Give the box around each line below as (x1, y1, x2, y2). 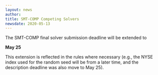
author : (5, 12, 21, 17)
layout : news (5, 7, 32, 12)
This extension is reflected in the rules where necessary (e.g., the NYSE (5, 54, 153, 60)
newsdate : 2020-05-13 (5, 21, 50, 26)
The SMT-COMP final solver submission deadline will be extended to (5, 35, 147, 41)
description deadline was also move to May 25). (5, 65, 104, 71)
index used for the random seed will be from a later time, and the (5, 59, 139, 65)
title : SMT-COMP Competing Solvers (5, 16, 79, 21)
